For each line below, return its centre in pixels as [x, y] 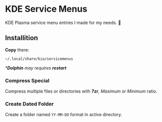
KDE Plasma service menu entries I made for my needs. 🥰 [63, 23]
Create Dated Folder [29, 104]
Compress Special [27, 80]
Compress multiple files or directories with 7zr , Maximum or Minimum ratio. [81, 91]
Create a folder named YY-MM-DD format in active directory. [64, 115]
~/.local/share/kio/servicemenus [39, 59]
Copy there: [17, 49]
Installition [22, 38]
